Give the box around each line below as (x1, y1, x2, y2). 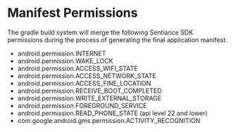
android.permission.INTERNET (17, 49, 106, 58)
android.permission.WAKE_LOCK (17, 56, 113, 65)
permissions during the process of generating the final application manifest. (7, 35, 228, 44)
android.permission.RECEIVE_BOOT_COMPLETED (17, 86, 162, 95)
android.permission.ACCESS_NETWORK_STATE (17, 72, 156, 80)
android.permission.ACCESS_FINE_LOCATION (17, 79, 152, 87)
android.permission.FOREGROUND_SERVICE (17, 101, 147, 110)
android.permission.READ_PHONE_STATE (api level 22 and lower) (17, 109, 208, 117)
